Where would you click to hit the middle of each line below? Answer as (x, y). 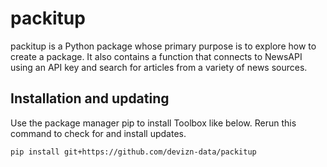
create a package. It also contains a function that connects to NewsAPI (156, 56)
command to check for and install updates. (98, 133)
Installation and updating (90, 98)
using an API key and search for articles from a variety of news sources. (159, 67)
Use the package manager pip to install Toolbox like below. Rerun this (153, 123)
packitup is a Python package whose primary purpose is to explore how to (163, 46)
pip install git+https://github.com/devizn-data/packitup (133, 152)
